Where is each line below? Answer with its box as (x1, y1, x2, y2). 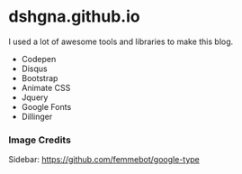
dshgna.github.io (8, 6, 140, 27)
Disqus (21, 63, 48, 74)
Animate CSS (21, 82, 71, 93)
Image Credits (8, 133, 71, 146)
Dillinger (21, 111, 53, 122)
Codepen (21, 53, 57, 64)
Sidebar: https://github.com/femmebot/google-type (8, 154, 200, 165)
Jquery (21, 92, 49, 103)
